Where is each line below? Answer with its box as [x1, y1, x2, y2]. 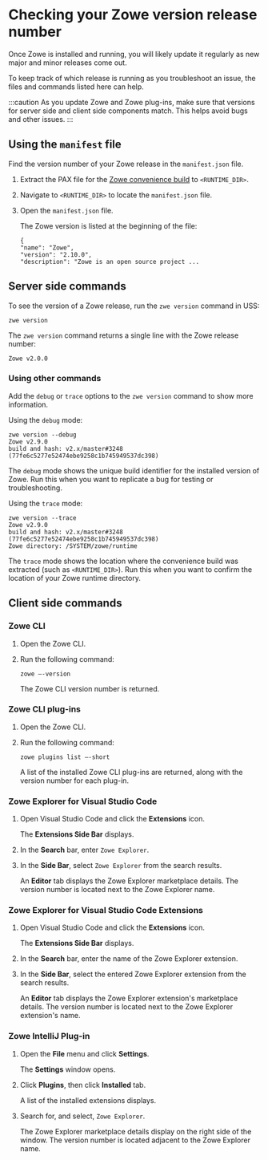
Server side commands [8, 279, 126, 294]
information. [8, 400, 49, 409]
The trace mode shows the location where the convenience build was [8, 556, 238, 566]
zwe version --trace [8, 513, 78, 522]
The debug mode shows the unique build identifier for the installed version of [8, 465, 260, 475]
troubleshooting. [8, 483, 62, 493]
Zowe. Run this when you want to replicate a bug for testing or [8, 474, 214, 484]
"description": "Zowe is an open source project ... [19, 258, 200, 266]
